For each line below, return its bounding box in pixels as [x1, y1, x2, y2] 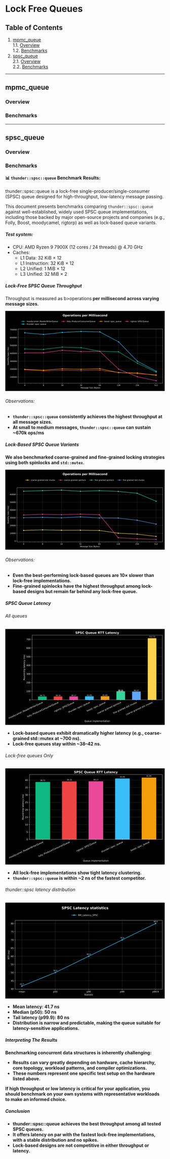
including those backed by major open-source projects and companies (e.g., [5, 214, 165, 220]
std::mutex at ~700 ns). [30, 735, 81, 742]
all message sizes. [12, 419, 53, 425]
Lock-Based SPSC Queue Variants [5, 441, 79, 447]
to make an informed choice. [5, 1096, 67, 1102]
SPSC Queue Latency [5, 600, 52, 606]
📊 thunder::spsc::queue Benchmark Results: [5, 175, 101, 181]
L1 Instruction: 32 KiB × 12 [20, 260, 74, 267]
